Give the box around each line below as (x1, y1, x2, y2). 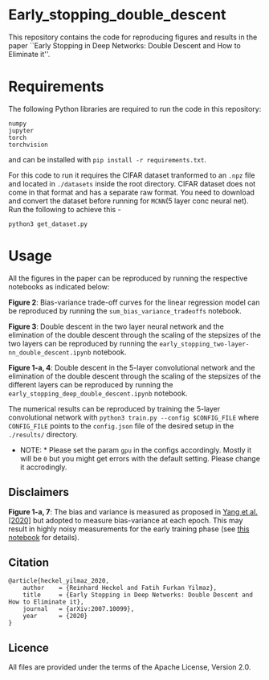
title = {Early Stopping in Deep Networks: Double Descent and (22, 591, 253, 600)
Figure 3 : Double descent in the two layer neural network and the (8, 322, 225, 331)
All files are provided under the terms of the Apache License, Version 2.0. (8, 662, 251, 672)
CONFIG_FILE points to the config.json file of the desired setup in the (8, 420, 234, 431)
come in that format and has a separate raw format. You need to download (8, 187, 255, 197)
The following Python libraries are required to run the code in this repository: (8, 104, 262, 113)
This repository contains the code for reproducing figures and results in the (8, 32, 258, 42)
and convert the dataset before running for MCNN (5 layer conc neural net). (8, 195, 249, 206)
